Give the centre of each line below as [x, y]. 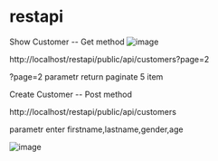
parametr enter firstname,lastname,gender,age [96, 129]
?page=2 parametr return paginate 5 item [86, 76]
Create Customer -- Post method [71, 94]
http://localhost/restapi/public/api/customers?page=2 [109, 59]
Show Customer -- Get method [67, 42]
